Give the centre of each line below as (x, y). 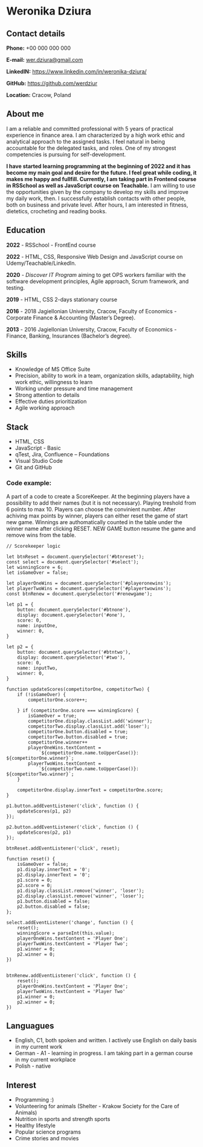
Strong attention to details (47, 395)
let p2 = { (20, 647)
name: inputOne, (38, 625)
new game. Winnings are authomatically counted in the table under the (94, 522)
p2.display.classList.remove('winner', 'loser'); (81, 896)
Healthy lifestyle (35, 1126)
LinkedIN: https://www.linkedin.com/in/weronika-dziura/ (76, 71)
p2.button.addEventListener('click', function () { (72, 827)
